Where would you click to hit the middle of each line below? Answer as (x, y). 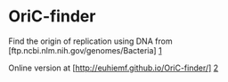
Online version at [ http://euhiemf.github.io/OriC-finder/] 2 (114, 68)
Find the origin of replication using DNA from (90, 41)
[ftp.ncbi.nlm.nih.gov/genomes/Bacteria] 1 (85, 50)
